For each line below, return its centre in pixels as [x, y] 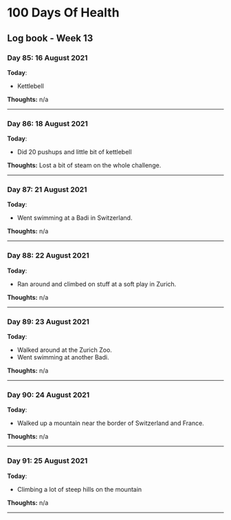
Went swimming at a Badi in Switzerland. [75, 218]
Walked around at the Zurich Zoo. [64, 350]
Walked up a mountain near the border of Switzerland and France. [110, 423]
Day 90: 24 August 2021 [48, 395]
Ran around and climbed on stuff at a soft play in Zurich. [97, 284]
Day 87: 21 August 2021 [47, 189]
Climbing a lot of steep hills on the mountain [79, 489]
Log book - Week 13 [50, 38]
